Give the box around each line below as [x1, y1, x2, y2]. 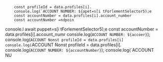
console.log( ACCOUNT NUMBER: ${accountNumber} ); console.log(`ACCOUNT [5, 47, 155, 53]
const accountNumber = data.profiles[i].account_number [14, 13, 132, 18]
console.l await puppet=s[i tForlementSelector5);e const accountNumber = [5, 26, 159, 32]
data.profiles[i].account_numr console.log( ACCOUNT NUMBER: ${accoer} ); [5, 31, 151, 37]
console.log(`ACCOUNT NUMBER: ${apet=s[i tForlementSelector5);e [14, 9, 152, 14]
